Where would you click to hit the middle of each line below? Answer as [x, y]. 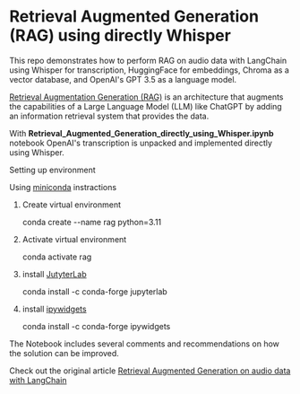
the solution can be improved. [64, 353]
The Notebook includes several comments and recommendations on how [145, 344]
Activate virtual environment [74, 239]
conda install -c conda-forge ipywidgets [96, 326]
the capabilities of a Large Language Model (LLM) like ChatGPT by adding [146, 106]
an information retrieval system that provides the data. [109, 116]
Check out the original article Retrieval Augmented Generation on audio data [150, 371]
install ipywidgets [54, 309]
